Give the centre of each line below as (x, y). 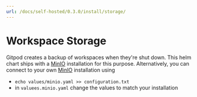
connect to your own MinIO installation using (61, 70)
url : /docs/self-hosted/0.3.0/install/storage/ (66, 12)
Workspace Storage (56, 41)
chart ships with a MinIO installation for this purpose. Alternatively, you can (98, 63)
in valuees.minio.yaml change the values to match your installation (96, 88)
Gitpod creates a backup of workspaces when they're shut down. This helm (99, 57)
